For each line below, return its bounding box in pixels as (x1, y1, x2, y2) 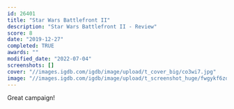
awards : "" (7, 49, 39, 56)
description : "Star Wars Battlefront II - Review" (7, 23, 157, 30)
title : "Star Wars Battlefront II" (7, 17, 111, 24)
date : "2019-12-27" (7, 36, 64, 43)
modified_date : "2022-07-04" (7, 56, 92, 62)
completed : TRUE (7, 42, 54, 49)
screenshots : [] (7, 62, 54, 69)
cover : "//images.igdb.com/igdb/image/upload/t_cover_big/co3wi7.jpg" (7, 68, 217, 75)
